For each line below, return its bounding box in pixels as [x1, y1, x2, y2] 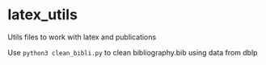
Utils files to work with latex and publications [7, 32, 157, 42]
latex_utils [7, 6, 78, 24]
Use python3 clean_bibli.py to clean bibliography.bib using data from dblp [7, 47, 258, 57]
